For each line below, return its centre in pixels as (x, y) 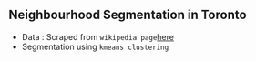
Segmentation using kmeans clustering (95, 46)
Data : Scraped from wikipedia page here (98, 36)
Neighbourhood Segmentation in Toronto (128, 15)
